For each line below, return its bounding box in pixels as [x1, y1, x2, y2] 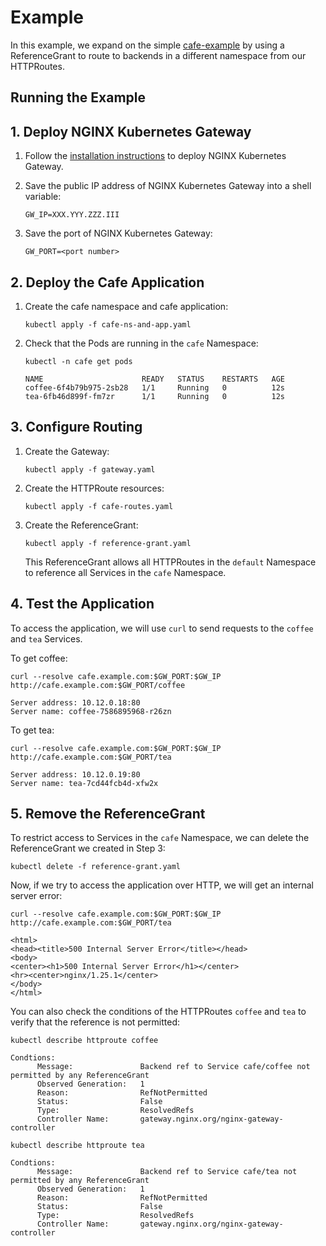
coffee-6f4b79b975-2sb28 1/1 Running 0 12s [24, 382, 286, 393]
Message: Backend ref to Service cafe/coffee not [36, 1062, 311, 1072]
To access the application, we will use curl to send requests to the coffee [10, 622, 314, 634]
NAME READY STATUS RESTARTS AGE [24, 374, 286, 384]
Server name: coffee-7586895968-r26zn [10, 706, 172, 716]
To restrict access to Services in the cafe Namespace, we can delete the [10, 832, 310, 844]
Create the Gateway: [24, 445, 110, 457]
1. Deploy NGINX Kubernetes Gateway [10, 123, 252, 140]
